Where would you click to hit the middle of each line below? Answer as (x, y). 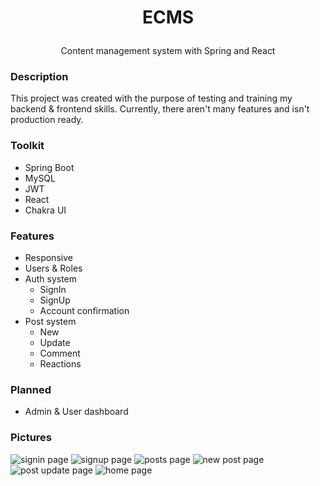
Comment (60, 353)
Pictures (31, 438)
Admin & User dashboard (76, 412)
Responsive (48, 258)
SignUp (55, 300)
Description (39, 77)
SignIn (53, 290)
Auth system (51, 279)
